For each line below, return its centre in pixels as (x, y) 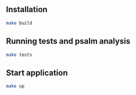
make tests (19, 55)
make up (15, 86)
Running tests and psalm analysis (68, 41)
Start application (37, 73)
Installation (27, 10)
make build (19, 23)
